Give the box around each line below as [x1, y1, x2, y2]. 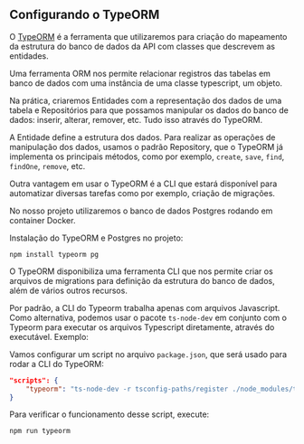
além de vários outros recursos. [9, 285, 128, 296]
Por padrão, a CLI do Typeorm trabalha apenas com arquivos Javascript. [9, 302, 280, 313]
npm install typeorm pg [9, 250, 100, 259]
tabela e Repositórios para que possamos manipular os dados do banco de [9, 104, 290, 116]
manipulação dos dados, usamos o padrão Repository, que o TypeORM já [9, 141, 283, 152]
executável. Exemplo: [9, 331, 89, 342]
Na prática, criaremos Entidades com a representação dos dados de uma [9, 95, 282, 106]
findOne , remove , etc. [9, 160, 86, 171]
